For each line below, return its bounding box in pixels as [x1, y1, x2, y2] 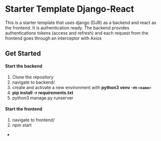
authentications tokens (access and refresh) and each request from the [5, 30, 149, 36]
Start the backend [5, 63, 42, 69]
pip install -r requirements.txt [12, 90, 74, 95]
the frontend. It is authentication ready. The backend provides [5, 24, 129, 30]
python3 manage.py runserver [12, 94, 74, 101]
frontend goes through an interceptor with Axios [5, 35, 102, 41]
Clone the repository [12, 74, 54, 80]
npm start [12, 122, 32, 128]
